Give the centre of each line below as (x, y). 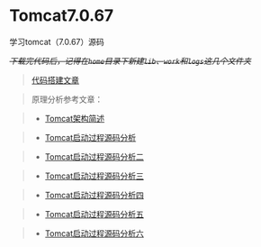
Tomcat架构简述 (75, 118)
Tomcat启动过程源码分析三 (94, 176)
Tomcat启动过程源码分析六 (94, 233)
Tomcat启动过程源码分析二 (94, 156)
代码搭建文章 (55, 80)
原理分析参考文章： (67, 99)
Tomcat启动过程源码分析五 (94, 214)
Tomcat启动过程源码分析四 (94, 195)
